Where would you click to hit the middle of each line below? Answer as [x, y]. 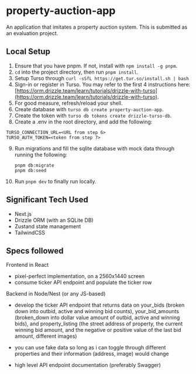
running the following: [41, 155]
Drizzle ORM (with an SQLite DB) [54, 220]
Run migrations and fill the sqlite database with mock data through [94, 148]
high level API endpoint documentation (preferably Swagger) [87, 365]
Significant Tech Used [47, 200]
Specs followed [35, 251]
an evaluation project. [32, 33]
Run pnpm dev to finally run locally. [55, 181]
